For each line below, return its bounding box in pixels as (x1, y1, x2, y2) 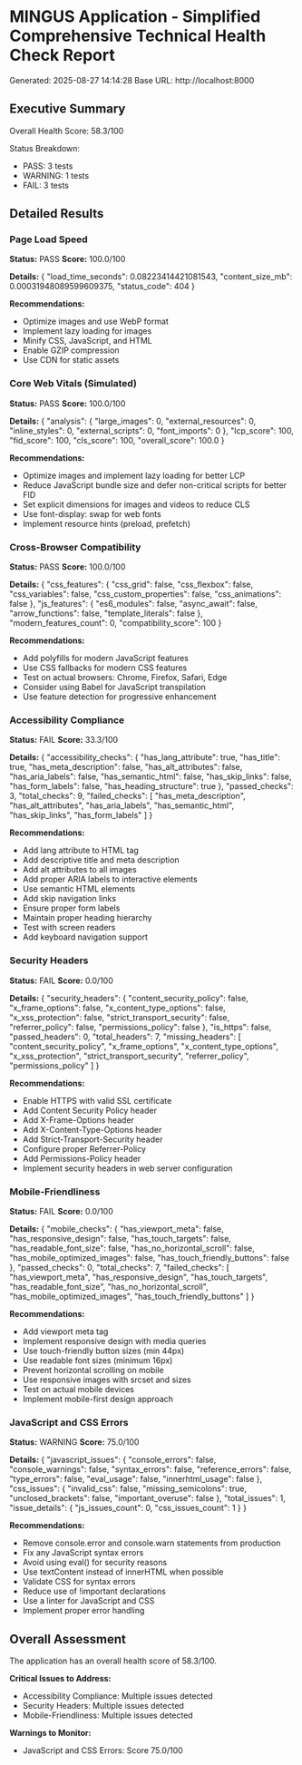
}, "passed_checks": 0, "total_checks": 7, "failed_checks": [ (9, 1262, 229, 1273)
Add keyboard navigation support (22, 931, 148, 942)
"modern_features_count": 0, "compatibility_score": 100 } (9, 618, 222, 629)
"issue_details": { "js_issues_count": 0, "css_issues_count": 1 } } (9, 1503, 248, 1514)
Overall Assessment (9, 1631, 127, 1647)
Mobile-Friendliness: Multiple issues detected (22, 1710, 193, 1721)
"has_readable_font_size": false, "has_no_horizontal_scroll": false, (9, 1243, 256, 1253)
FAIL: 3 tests (22, 180, 70, 190)
